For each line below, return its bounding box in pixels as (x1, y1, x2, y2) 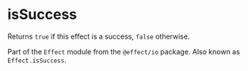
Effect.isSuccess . (7, 55, 67, 65)
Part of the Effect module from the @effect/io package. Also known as (7, 47, 241, 56)
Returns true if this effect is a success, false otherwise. (7, 32, 190, 41)
